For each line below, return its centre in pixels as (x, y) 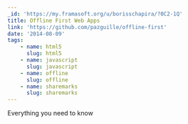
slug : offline (47, 80)
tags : (15, 40)
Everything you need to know (51, 113)
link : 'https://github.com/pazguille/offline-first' (87, 27)
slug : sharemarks (52, 93)
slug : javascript (52, 67)
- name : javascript (49, 60)
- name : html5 (41, 47)
